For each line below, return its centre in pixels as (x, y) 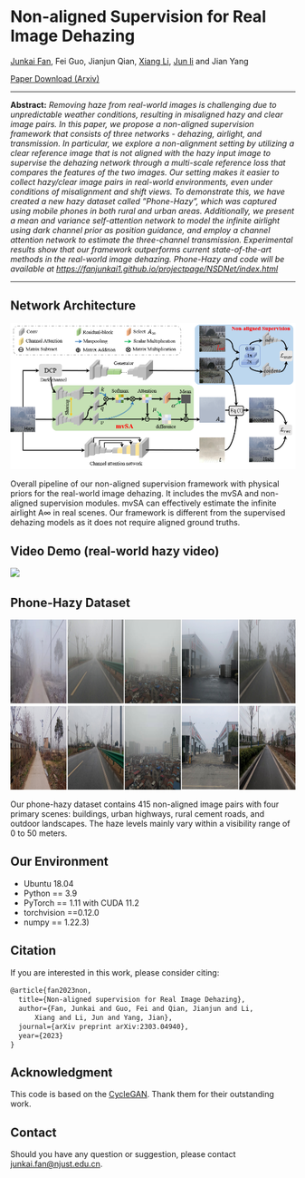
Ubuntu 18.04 (48, 883)
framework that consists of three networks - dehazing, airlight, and (136, 133)
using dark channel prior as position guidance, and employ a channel (140, 230)
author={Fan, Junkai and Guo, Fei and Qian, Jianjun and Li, (136, 1008)
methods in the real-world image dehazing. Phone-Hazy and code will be (148, 259)
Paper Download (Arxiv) (55, 78)
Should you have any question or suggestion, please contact (123, 1154)
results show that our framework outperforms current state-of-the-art (141, 249)
